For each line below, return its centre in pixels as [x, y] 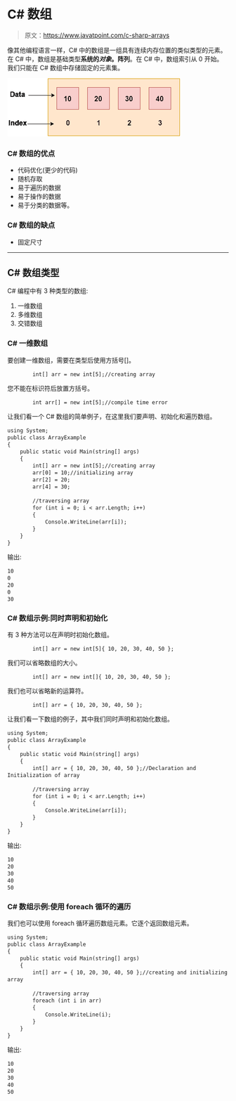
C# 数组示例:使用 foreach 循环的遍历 [69, 906]
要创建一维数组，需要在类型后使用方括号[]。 [71, 360]
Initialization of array [44, 775]
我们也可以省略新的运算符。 [47, 691]
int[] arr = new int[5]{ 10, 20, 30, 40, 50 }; [103, 649]
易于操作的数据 [39, 197]
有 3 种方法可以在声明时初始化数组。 [60, 634]
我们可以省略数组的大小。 [44, 663]
